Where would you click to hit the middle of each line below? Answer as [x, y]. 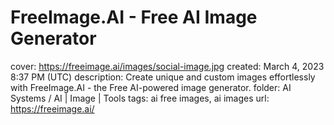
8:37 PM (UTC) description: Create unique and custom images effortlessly [163, 77]
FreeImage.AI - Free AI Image [134, 17]
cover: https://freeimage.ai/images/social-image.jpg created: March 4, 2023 [167, 66]
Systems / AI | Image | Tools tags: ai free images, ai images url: [140, 98]
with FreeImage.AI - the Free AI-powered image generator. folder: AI [151, 87]
